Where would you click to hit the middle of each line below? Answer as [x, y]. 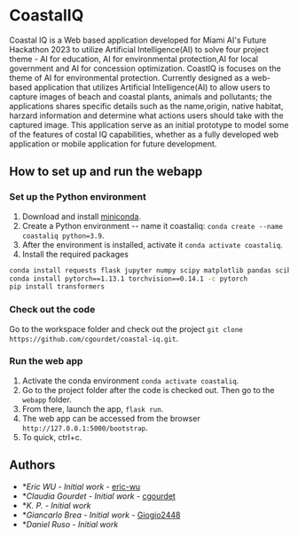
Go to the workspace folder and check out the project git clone [126, 328]
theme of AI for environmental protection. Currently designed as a [129, 77]
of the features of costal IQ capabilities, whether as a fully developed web [144, 134]
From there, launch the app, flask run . [93, 408]
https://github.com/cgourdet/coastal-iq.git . [94, 338]
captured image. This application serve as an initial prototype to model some [149, 124]
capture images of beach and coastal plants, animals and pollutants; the [141, 96]
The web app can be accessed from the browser [111, 418]
